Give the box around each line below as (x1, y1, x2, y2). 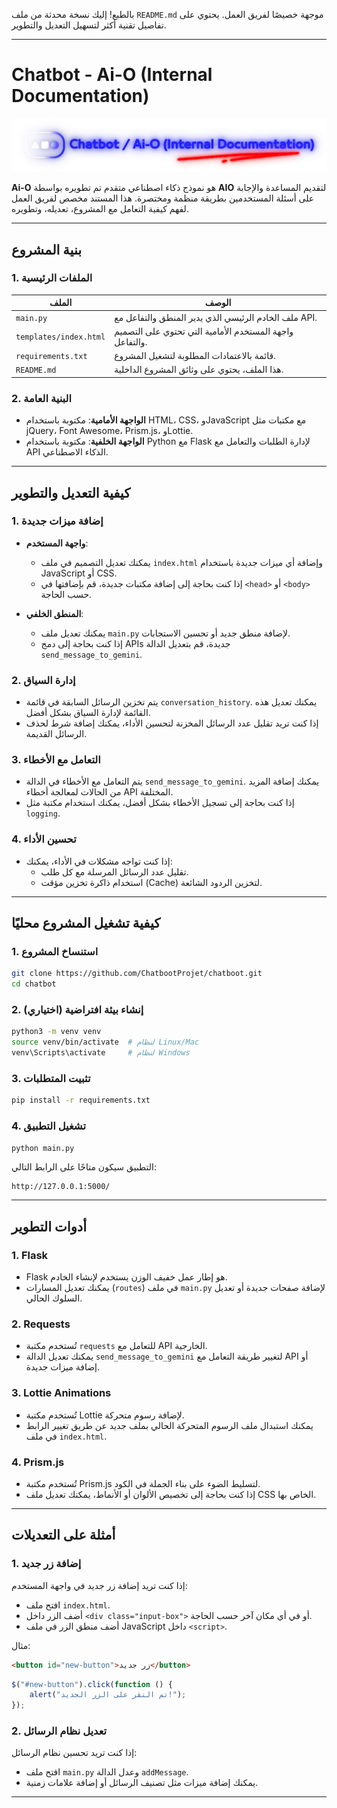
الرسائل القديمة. (25, 728, 88, 740)
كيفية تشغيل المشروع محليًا (11, 915, 161, 932)
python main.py (11, 1143, 75, 1153)
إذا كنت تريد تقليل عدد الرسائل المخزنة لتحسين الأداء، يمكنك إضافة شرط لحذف (25, 717, 319, 729)
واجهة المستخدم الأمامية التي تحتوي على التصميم (114, 325, 294, 337)
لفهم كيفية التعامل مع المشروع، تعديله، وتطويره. (11, 203, 189, 215)
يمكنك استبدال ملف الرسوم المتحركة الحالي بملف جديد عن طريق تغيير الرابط (25, 1419, 314, 1431)
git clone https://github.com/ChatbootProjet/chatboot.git (11, 969, 263, 979)
